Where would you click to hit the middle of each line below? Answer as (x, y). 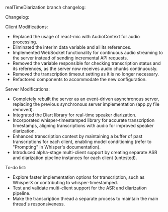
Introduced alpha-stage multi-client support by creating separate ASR (85, 152)
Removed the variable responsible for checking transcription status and (87, 63)
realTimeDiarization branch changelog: (46, 7)
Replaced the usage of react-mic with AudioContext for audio (76, 37)
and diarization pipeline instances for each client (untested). (75, 158)
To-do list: (16, 167)
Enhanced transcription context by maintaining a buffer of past (77, 136)
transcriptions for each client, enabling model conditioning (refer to (82, 142)
